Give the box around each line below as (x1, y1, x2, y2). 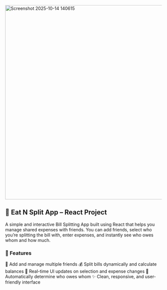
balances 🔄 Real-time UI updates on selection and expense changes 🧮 (5, 268, 149, 275)
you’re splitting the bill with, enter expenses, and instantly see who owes (5, 232, 154, 238)
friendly (5, 279, 21, 285)
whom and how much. (5, 237, 51, 243)
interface (22, 279, 41, 285)
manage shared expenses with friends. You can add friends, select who (5, 226, 152, 232)
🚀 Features (5, 249, 32, 256)
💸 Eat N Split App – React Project (5, 208, 107, 217)
